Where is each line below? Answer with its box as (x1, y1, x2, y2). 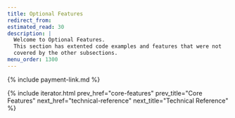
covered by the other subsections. (13, 50, 118, 57)
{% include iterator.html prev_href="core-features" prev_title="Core (7, 88, 203, 97)
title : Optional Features (7, 10, 83, 18)
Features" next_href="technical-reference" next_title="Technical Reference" (7, 96, 229, 105)
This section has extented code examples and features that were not (13, 43, 222, 50)
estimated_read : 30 (7, 23, 65, 30)
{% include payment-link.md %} (7, 75, 101, 84)
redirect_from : (7, 17, 52, 24)
